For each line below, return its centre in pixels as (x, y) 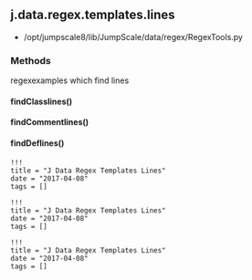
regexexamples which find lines (70, 80)
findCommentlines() (50, 122)
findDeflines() (37, 143)
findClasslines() (42, 101)
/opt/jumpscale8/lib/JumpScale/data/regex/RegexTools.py (133, 36)
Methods (31, 60)
